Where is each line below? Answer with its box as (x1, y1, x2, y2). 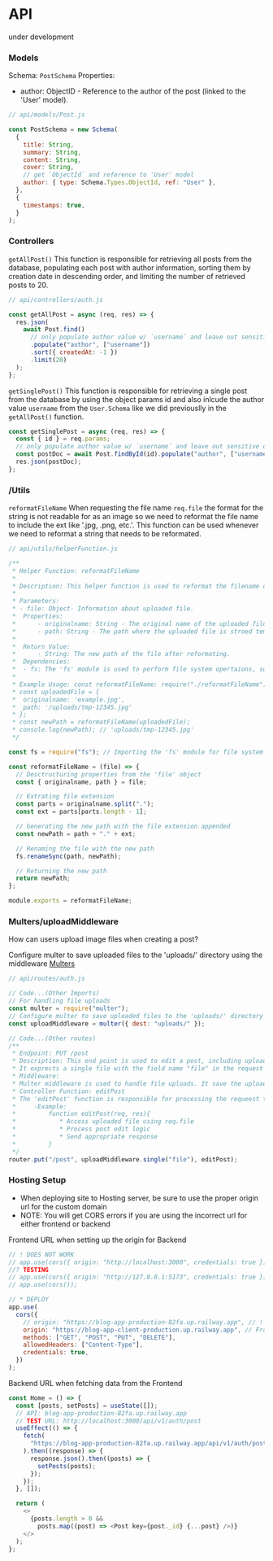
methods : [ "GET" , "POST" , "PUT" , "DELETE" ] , (23, 1333, 176, 1341)
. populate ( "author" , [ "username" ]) (29, 341, 151, 349)
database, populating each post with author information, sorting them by (8, 262, 251, 273)
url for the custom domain (19, 1201, 107, 1211)
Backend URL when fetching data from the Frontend (8, 1378, 183, 1388)
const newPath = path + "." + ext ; (15, 829, 136, 838)
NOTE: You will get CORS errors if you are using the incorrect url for (19, 1210, 248, 1220)
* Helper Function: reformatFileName (11, 566, 140, 575)
